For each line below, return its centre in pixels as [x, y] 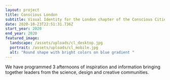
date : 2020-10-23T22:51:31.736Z [39, 24]
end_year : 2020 [21, 33]
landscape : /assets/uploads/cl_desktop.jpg [56, 43]
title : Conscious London [31, 15]
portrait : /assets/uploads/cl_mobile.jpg [54, 48]
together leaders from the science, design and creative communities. [77, 72]
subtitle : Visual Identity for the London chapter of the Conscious [79, 19]
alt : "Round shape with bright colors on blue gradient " [72, 52]
